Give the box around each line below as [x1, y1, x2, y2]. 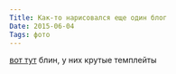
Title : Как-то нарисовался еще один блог [9, 13, 168, 23]
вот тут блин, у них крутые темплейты [9, 55, 157, 66]
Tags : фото [9, 30, 51, 39]
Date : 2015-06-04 [9, 22, 75, 31]
